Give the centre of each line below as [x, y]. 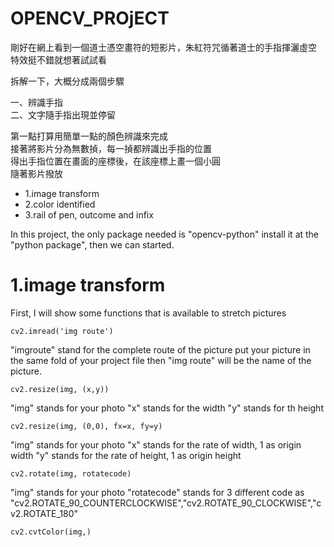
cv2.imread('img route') [62, 331]
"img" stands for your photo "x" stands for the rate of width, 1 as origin [156, 444]
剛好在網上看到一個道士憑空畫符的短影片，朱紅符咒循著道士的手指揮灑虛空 [163, 47]
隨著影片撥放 [36, 173]
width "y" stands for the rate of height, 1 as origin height [126, 455]
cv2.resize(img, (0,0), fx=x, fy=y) [86, 426]
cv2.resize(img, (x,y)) [60, 389]
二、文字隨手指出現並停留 [63, 114]
